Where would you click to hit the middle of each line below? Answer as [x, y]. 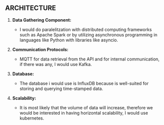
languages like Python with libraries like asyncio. [69, 40]
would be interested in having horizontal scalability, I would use [84, 113]
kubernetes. [32, 118]
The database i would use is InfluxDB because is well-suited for [84, 83]
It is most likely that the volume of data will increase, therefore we [86, 107]
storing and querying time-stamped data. [61, 89]
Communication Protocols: [40, 49]
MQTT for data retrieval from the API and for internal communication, [90, 59]
